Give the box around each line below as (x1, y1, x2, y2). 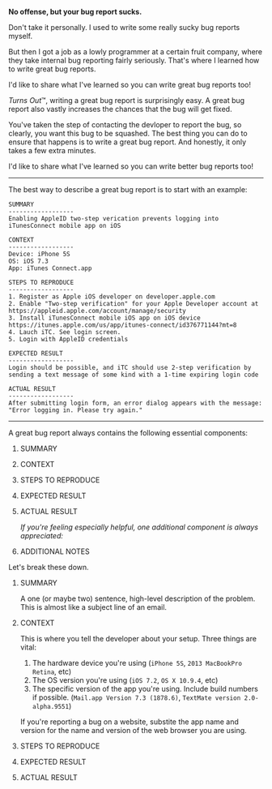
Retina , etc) (32, 667, 72, 676)
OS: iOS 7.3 (8, 257, 49, 265)
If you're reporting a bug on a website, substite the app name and (19, 717, 239, 727)
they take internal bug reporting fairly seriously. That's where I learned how (8, 56, 260, 65)
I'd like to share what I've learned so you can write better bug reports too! (8, 161, 253, 171)
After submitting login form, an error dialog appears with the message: (8, 399, 263, 407)
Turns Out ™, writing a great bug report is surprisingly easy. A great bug (8, 96, 245, 105)
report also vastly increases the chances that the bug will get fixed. (8, 105, 232, 114)
